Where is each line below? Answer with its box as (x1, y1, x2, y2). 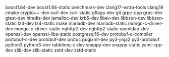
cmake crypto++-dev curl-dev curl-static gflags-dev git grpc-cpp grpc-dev (5, 10, 163, 16)
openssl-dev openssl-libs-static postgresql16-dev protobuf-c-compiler (5, 31, 153, 37)
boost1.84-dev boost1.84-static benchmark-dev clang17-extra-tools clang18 (5, 5, 163, 10)
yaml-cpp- (141, 42, 164, 47)
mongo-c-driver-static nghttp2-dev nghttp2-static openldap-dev (14, 26, 149, 32)
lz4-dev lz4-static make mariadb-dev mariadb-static (17, 20, 127, 26)
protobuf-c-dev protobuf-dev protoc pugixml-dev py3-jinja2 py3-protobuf (5, 36, 160, 42)
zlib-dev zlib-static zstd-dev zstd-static (14, 47, 97, 53)
